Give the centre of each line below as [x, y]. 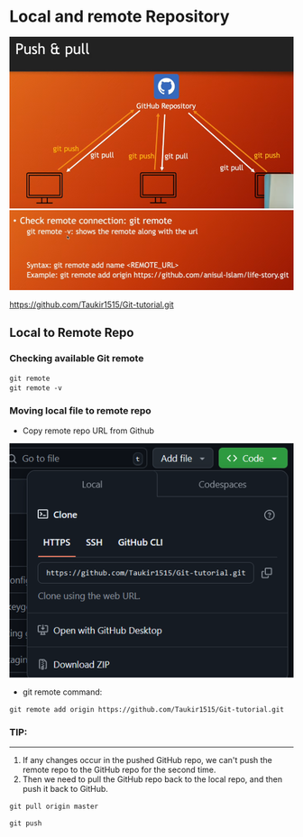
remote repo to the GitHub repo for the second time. [119, 770]
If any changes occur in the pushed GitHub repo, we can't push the [147, 760]
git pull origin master [54, 807]
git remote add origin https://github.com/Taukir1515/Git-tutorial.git [147, 710]
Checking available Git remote [77, 358]
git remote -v [36, 388]
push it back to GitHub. [65, 789]
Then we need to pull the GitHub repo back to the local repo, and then [152, 779]
